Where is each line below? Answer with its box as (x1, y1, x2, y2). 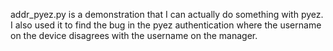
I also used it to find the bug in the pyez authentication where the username (10, 19, 322, 31)
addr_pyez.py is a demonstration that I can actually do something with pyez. (10, 9, 324, 20)
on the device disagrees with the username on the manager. (10, 30, 258, 41)
